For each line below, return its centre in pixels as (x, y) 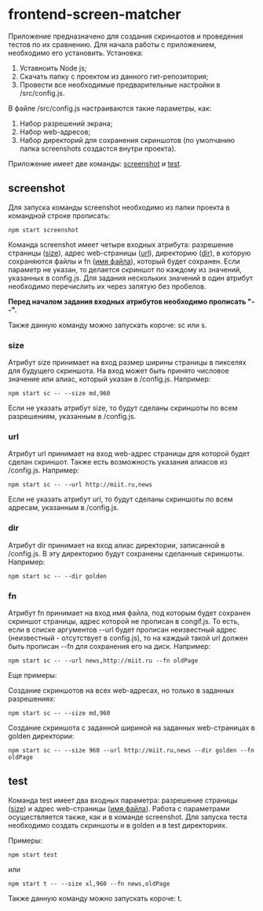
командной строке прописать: (59, 215)
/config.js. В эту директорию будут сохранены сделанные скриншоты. (126, 553)
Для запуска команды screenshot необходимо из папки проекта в (119, 207)
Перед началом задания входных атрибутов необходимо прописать (127, 301)
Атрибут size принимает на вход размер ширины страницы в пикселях (128, 363)
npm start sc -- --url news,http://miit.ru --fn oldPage (103, 661)
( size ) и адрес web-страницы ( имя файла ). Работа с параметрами (119, 808)
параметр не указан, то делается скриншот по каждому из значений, (125, 269)
